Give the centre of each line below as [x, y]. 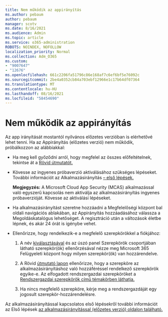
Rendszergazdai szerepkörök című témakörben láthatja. [77, 279]
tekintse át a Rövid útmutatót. [42, 163]
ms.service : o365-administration [40, 43]
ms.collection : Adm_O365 [31, 56]
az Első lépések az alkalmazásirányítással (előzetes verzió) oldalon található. [84, 309]
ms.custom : [16, 61]
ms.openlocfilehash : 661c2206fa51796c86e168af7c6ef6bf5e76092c [72, 75]
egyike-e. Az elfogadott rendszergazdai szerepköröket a [78, 274]
